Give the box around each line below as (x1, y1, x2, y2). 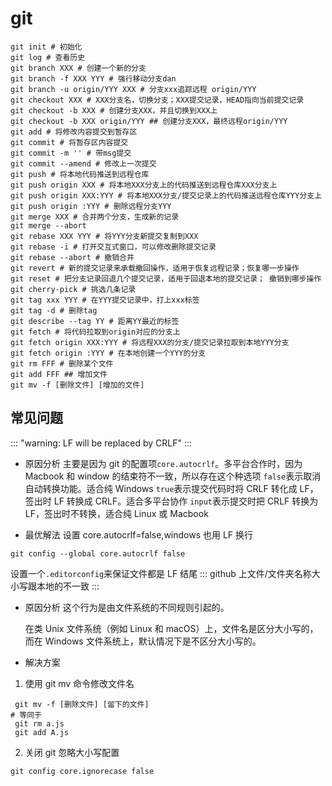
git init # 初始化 (10, 42, 83, 52)
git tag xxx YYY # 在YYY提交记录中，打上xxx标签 (10, 295, 200, 305)
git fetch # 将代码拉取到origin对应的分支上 (10, 327, 181, 337)
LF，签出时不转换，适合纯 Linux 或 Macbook (24, 507, 209, 519)
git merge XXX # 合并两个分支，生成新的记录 (10, 212, 180, 222)
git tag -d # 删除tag (10, 305, 98, 316)
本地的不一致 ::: (36, 580, 100, 592)
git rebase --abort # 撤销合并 (10, 252, 135, 262)
